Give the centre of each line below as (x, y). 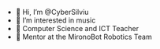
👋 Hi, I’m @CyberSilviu (52, 12)
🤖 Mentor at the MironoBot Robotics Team (84, 37)
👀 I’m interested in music (56, 20)
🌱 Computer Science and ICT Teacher (77, 28)
